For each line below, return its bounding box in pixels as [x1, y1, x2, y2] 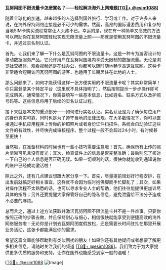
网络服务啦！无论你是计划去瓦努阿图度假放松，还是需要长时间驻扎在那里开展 [5, 221, 161, 226]
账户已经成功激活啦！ [9, 163, 53, 168]
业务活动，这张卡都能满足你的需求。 [5, 227, 79, 232]
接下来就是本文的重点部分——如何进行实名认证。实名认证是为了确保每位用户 [5, 109, 161, 114]
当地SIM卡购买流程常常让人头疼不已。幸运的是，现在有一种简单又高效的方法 [5, 28, 161, 34]
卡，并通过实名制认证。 [5, 40, 53, 46]
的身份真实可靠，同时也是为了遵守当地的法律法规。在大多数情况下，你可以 [5, 115, 157, 121]
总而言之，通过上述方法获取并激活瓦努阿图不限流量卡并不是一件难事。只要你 [5, 208, 161, 214]
